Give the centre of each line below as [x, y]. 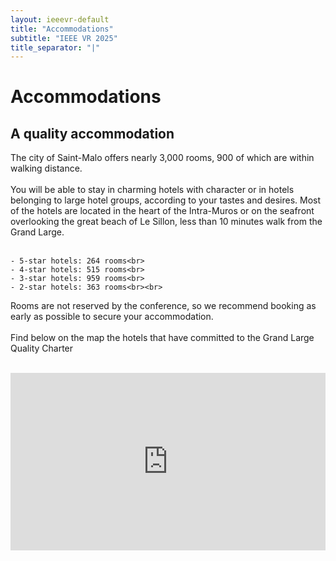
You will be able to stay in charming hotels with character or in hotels [152, 190]
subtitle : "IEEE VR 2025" [64, 38]
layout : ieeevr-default [60, 19]
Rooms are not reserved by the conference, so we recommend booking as [163, 306]
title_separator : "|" [55, 47]
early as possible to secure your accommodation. [112, 317]
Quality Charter [42, 348]
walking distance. [46, 168]
